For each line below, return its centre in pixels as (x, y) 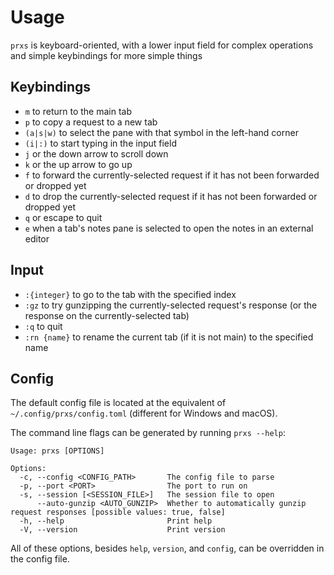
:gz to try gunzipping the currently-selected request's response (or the (171, 305)
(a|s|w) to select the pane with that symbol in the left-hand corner (161, 132)
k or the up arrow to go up (78, 164)
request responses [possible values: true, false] (118, 512)
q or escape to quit (63, 217)
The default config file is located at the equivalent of (118, 403)
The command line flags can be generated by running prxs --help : (148, 433)
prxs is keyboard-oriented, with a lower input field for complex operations (162, 45)
